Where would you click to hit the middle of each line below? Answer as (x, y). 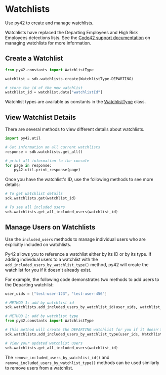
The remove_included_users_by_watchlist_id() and (57, 357)
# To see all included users (35, 207)
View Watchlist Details (41, 117)
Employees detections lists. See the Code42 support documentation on (78, 38)
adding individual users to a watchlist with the (52, 259)
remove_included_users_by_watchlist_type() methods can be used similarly (82, 363)
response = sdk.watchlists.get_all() (44, 152)
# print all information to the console (47, 161)
